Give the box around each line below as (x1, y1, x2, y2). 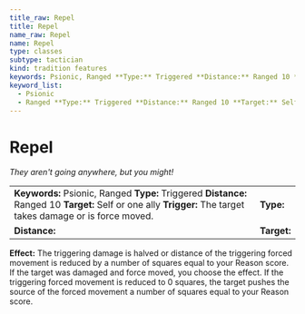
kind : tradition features (9, 64, 107, 74)
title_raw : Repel (9, 13, 75, 23)
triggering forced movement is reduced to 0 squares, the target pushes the (9, 277, 290, 288)
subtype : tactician (9, 55, 84, 64)
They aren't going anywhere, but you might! (9, 167, 174, 178)
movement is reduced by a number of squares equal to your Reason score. (9, 258, 290, 269)
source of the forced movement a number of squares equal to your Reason (9, 287, 290, 298)
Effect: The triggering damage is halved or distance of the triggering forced (9, 248, 293, 259)
